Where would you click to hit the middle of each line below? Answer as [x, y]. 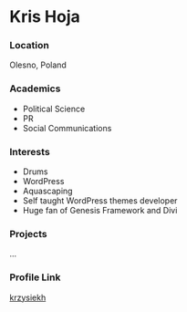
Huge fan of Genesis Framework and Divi [100, 211]
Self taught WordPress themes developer [100, 201]
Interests [30, 151]
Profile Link [35, 277]
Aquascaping [47, 191]
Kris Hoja [45, 17]
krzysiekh [28, 297]
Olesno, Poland [38, 65]
